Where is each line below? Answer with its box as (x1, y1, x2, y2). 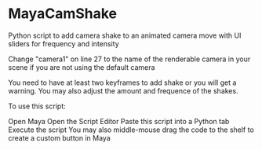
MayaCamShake (8, 5, 118, 23)
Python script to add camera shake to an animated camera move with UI (8, 31, 242, 40)
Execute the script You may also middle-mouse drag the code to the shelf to (8, 125, 255, 134)
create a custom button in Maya (8, 133, 111, 142)
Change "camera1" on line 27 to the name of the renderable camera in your (8, 54, 251, 64)
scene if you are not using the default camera (8, 62, 155, 71)
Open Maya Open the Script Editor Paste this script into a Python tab (8, 116, 230, 126)
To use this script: (8, 101, 66, 111)
